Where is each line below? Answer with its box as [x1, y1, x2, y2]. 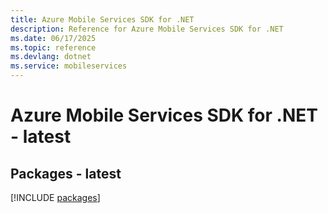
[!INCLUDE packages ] [10, 192, 101, 203]
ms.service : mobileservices [10, 61, 128, 71]
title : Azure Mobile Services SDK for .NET [10, 14, 195, 25]
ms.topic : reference [10, 42, 97, 53]
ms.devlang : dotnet [10, 52, 92, 62]
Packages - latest [10, 165, 122, 182]
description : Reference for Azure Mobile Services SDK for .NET [10, 24, 284, 34]
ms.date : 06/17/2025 [10, 33, 97, 43]
